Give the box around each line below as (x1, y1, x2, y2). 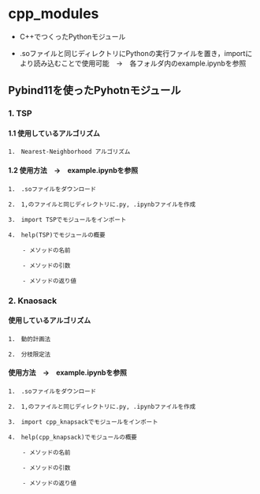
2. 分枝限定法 (8, 350, 51, 358)
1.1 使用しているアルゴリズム (8, 128, 100, 138)
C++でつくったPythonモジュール (19, 32, 126, 41)
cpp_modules (8, 5, 99, 23)
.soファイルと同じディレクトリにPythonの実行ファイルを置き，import (19, 48, 246, 58)
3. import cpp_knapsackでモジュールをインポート (8, 417, 159, 426)
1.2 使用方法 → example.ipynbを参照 (8, 166, 139, 175)
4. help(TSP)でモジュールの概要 (8, 230, 106, 239)
